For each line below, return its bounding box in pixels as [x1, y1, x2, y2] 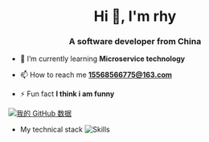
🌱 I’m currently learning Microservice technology [19, 54, 186, 63]
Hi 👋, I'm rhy [93, 7, 177, 26]
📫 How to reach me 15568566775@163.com [19, 70, 173, 79]
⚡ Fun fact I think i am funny [19, 89, 115, 99]
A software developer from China [68, 36, 202, 47]
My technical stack [19, 124, 83, 135]
